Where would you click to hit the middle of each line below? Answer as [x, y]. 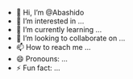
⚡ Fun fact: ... [38, 68]
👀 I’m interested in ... [50, 21]
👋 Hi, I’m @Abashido [50, 12]
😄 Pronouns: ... [42, 59]
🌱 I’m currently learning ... [59, 29]
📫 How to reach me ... [53, 47]
